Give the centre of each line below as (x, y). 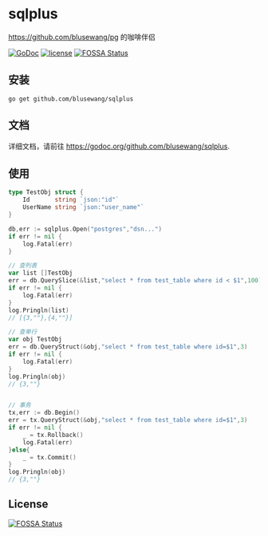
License (28, 504)
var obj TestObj (35, 340)
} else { (19, 450)
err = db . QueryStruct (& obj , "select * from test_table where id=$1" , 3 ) (128, 347)
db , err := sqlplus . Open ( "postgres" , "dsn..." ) (85, 229)
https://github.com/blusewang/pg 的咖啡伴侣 (82, 37)
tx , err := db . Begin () (44, 413)
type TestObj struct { (46, 192)
